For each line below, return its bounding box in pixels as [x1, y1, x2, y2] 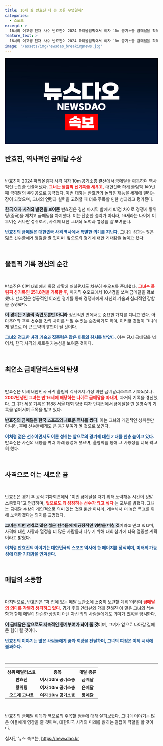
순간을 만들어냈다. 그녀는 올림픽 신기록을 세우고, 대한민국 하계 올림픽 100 [14, 184, 151, 190]
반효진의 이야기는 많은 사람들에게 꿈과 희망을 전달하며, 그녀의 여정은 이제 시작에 [5, 638, 154, 644]
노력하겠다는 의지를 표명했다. [10, 512, 65, 518]
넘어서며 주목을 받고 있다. [14, 407, 62, 412]
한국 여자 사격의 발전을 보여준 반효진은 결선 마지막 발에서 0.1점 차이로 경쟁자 [5, 206, 148, 212]
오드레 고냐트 [9, 692, 34, 698]
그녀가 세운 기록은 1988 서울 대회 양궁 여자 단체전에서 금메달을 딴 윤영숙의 [11, 401, 152, 407]
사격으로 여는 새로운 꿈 [5, 471, 69, 479]
